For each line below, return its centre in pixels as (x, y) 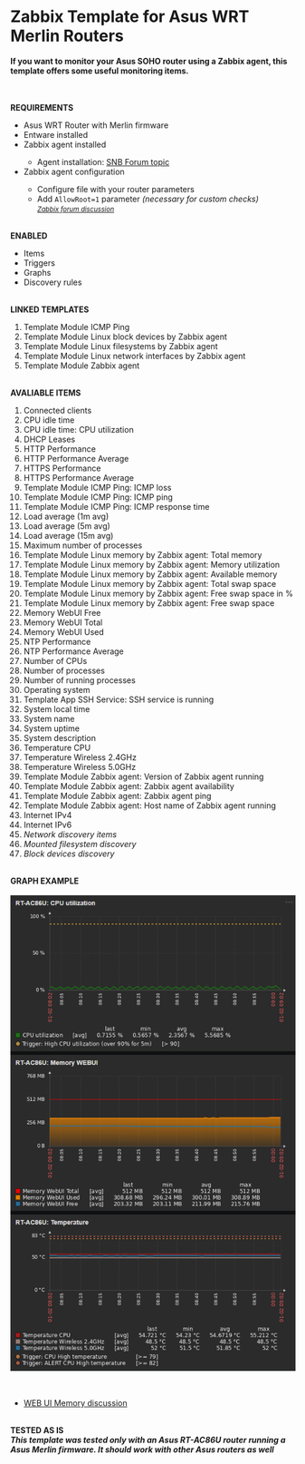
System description (59, 737)
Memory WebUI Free (62, 612)
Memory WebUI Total (63, 622)
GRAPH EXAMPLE (45, 881)
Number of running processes (80, 680)
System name (49, 718)
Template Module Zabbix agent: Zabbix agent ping (117, 795)
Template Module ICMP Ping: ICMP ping (98, 497)
